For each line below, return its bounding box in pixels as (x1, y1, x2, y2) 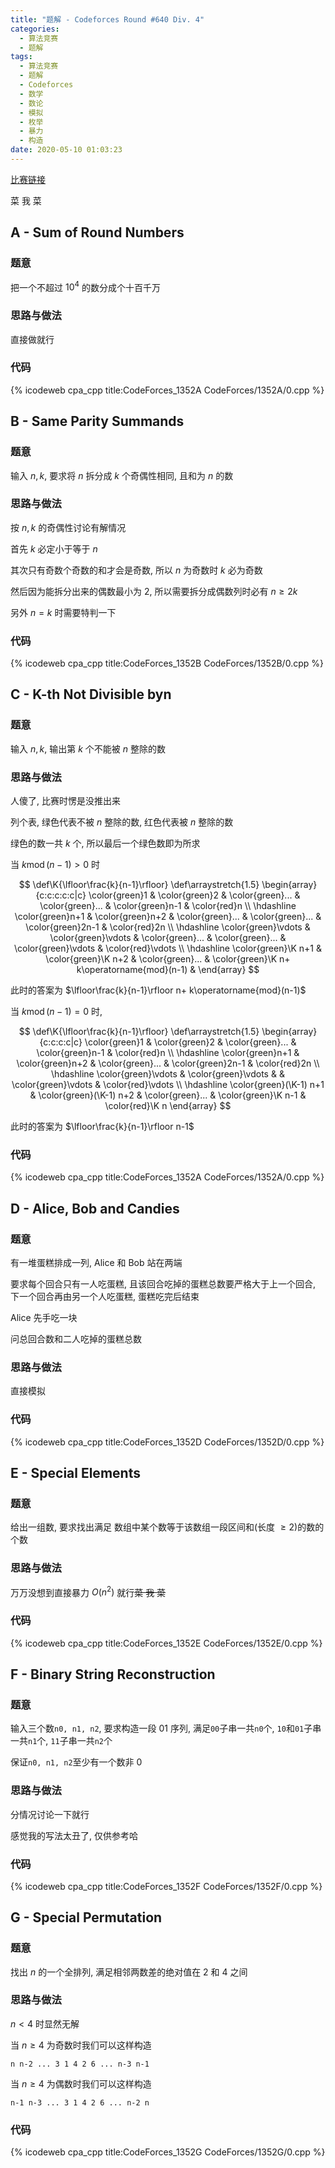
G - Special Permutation (10, 1909, 163, 1926)
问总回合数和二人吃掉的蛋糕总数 (10, 1333, 142, 1345)
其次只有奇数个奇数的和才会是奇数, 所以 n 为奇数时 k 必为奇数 (10, 564, 263, 576)
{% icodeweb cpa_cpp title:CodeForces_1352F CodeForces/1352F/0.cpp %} (10, 1880, 323, 1892)
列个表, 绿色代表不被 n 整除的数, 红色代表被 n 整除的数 (10, 816, 234, 828)
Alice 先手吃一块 (10, 1312, 78, 1324)
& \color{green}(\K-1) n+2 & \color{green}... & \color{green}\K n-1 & (29, 1089, 307, 1101)
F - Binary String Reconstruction (10, 1666, 216, 1683)
